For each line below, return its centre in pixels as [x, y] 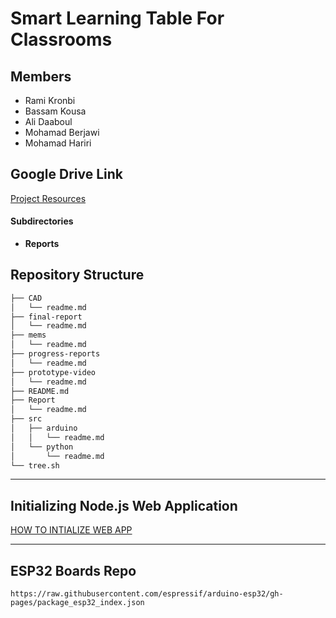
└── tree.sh [35, 465]
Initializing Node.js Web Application [124, 505]
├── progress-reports [55, 354]
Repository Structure [77, 275]
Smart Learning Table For [117, 18]
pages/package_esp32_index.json [77, 603]
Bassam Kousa [55, 111]
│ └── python [42, 447]
